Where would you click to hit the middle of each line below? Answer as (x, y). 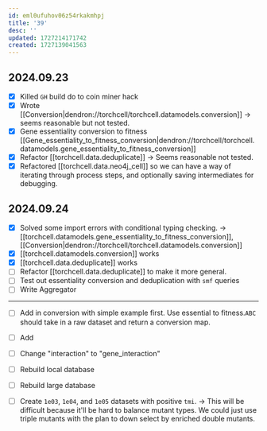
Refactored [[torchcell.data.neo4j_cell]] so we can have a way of (126, 166)
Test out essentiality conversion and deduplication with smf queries (130, 281)
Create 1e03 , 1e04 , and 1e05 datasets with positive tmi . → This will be (132, 401)
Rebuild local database (57, 369)
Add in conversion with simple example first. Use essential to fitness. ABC (138, 313)
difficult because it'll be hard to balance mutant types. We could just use (138, 410)
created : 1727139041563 (48, 45)
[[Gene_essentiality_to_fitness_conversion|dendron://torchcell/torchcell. (137, 141)
